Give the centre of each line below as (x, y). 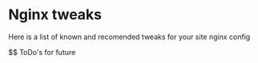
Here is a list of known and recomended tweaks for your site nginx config (129, 37)
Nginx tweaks (55, 15)
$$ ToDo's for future (42, 52)
